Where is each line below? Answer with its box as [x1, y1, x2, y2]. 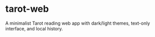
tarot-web [5, 3, 49, 15]
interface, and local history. [5, 25, 63, 31]
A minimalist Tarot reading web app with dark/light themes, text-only [5, 20, 150, 26]
